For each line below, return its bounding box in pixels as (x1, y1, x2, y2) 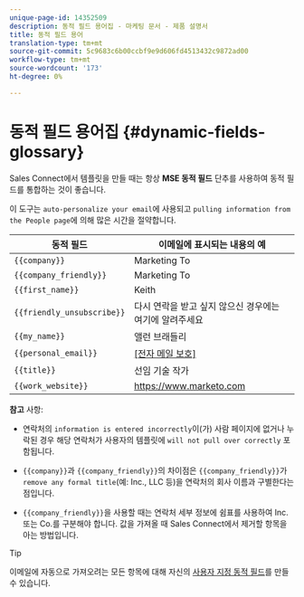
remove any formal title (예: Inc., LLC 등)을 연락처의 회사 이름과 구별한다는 (22, 476, 294, 487)
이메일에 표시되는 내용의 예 (157, 238, 266, 251)
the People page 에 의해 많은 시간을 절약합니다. (9, 214, 176, 225)
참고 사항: (9, 403, 43, 414)
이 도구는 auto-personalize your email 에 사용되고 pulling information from (9, 203, 291, 213)
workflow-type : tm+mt (9, 55, 91, 64)
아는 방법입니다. (22, 529, 79, 540)
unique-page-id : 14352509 (9, 13, 107, 23)
